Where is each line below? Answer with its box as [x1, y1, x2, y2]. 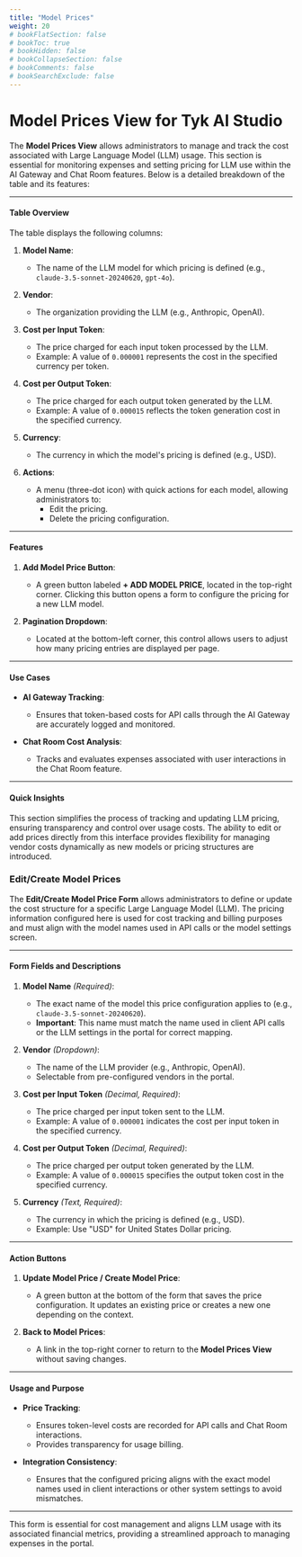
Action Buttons [9, 1252, 67, 1264]
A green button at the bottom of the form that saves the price [35, 1290, 262, 1301]
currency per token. [35, 361, 110, 371]
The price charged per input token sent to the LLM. [35, 1106, 226, 1116]
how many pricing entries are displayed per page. [35, 643, 220, 654]
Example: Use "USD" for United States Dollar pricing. [35, 1224, 232, 1234]
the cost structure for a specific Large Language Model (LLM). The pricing [9, 903, 285, 914]
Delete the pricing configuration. [49, 513, 170, 523]
